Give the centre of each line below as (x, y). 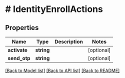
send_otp (19, 58)
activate (17, 50)
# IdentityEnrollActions (54, 9)
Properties (22, 28)
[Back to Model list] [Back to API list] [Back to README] (62, 70)
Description (69, 42)
